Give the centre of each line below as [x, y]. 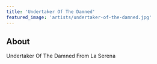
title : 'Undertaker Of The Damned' [51, 12]
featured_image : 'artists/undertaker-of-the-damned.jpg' [79, 17]
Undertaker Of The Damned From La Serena [61, 56]
